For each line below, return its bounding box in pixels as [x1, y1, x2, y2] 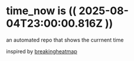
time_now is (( [6, 4, 77, 18]
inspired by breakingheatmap [6, 47, 78, 54]
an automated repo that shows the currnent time [6, 36, 124, 43]
